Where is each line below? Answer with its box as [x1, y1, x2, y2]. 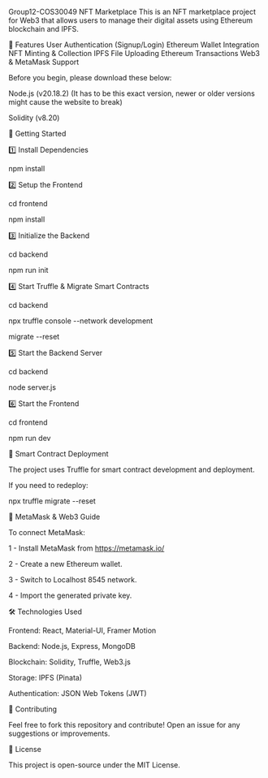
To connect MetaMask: [8, 528, 85, 537]
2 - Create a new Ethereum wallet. [8, 560, 123, 568]
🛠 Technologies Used [8, 607, 83, 616]
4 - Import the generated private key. [8, 590, 132, 600]
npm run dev [8, 434, 51, 443]
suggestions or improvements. [8, 728, 110, 738]
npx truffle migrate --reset [8, 496, 96, 506]
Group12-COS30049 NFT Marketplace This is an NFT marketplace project [8, 7, 257, 16]
